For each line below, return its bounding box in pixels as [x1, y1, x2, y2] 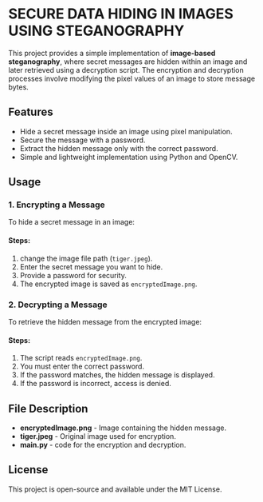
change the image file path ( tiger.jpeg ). [19, 253, 153, 263]
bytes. [8, 82, 29, 92]
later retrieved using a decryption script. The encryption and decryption [8, 65, 245, 74]
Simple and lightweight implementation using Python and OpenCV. [19, 152, 238, 161]
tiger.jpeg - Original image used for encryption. [19, 431, 177, 440]
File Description [8, 401, 88, 416]
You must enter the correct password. [19, 361, 145, 372]
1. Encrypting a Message [8, 199, 105, 210]
